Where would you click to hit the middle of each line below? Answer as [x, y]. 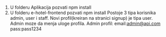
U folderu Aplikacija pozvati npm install [51, 7]
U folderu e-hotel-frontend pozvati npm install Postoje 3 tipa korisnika [83, 13]
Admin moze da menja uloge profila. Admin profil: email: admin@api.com [85, 23]
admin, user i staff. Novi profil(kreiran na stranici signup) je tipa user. [81, 18]
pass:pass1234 [26, 29]
